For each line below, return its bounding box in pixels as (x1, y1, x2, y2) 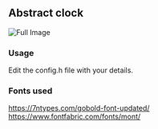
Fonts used (8, 85, 53, 96)
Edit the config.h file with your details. (8, 65, 134, 75)
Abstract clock (8, 6, 84, 20)
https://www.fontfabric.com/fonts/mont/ (8, 111, 141, 122)
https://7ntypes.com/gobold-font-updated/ (8, 104, 150, 113)
